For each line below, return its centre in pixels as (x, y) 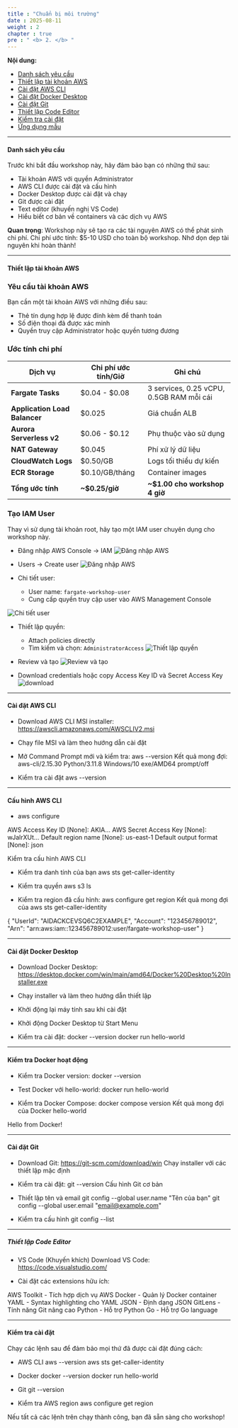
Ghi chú (187, 372)
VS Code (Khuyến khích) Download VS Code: (84, 1260)
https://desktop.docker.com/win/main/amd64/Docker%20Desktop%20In (124, 975)
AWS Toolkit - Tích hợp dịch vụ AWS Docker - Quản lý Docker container (112, 1295)
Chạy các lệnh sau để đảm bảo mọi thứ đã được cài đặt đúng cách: (105, 1348)
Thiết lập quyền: (41, 627)
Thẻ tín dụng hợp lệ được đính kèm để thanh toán (90, 316)
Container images (177, 472)
